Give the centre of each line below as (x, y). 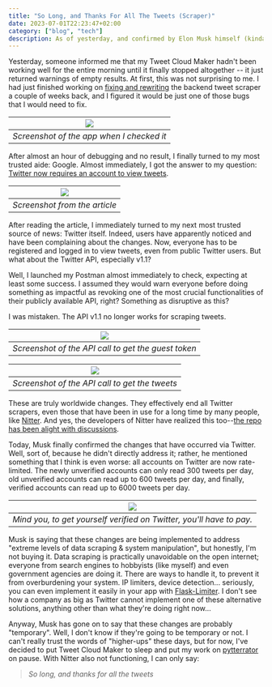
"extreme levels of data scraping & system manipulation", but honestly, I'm (132, 548)
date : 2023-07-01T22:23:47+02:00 (65, 23)
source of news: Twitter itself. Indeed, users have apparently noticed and (130, 234)
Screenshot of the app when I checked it (89, 136)
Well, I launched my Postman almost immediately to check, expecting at (128, 275)
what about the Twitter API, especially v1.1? (80, 259)
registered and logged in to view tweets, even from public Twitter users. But (135, 251)
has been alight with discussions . (64, 429)
